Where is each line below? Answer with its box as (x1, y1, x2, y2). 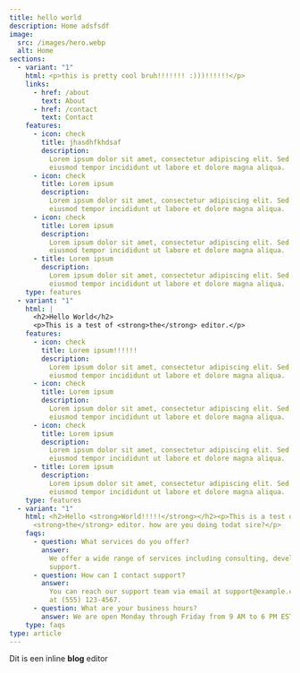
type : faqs (25, 620, 66, 629)
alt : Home (17, 47, 54, 55)
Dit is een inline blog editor (9, 653, 109, 664)
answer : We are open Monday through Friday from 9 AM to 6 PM (41, 612, 278, 621)
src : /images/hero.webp (17, 38, 105, 47)
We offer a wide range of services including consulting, (48, 554, 270, 563)
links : (25, 80, 50, 89)
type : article (9, 628, 62, 638)
